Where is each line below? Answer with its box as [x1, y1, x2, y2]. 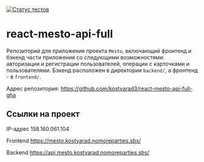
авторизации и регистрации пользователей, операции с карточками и [6, 60, 190, 67]
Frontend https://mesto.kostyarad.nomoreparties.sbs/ [6, 137, 141, 144]
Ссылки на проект [6, 109, 80, 119]
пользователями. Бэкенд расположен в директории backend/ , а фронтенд [6, 66, 198, 74]
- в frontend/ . [6, 73, 41, 80]
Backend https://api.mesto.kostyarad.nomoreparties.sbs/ [6, 149, 150, 156]
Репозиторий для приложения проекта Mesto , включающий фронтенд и [6, 47, 192, 54]
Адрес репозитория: [6, 85, 60, 92]
